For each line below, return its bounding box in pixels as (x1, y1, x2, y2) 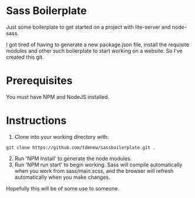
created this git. (6, 53, 44, 60)
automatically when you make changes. (14, 173, 111, 180)
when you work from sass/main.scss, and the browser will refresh (14, 167, 174, 174)
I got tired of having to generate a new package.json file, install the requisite (6, 41, 189, 48)
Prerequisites (6, 74, 73, 87)
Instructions (6, 114, 67, 127)
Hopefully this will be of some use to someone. (6, 185, 119, 192)
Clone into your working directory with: (14, 133, 110, 140)
